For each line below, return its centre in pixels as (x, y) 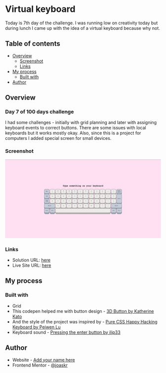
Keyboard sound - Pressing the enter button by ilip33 (66, 332)
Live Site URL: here (32, 265)
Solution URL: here (31, 260)
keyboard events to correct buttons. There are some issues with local (76, 128)
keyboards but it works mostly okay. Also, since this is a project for (73, 133)
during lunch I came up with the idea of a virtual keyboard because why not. (83, 28)
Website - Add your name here (43, 360)
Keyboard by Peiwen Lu (36, 327)
